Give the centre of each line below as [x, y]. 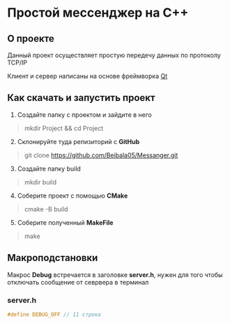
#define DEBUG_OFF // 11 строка [54, 315]
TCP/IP [17, 63]
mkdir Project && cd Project [64, 128]
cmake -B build [46, 209]
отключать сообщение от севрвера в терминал [78, 282]
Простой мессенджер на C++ [98, 13]
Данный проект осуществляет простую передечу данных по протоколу [114, 55]
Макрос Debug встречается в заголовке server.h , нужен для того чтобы [115, 275]
